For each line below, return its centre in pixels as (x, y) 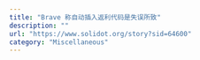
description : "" (39, 26)
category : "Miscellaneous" (59, 42)
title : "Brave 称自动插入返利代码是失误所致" (85, 17)
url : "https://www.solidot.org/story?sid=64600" (100, 34)
